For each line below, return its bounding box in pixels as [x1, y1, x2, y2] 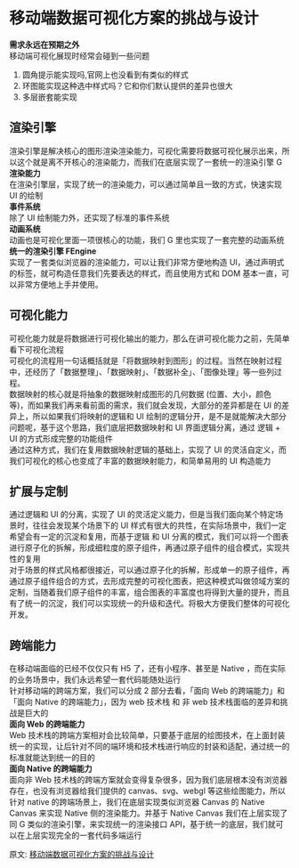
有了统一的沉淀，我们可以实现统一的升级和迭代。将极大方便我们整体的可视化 [9, 598, 290, 609]
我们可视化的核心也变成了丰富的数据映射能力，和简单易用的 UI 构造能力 [9, 455, 271, 466]
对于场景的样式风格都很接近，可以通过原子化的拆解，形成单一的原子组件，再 [9, 564, 290, 575]
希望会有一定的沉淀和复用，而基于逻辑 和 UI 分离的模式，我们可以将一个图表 [9, 531, 289, 542]
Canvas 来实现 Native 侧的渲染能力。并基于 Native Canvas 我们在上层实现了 [9, 807, 288, 819]
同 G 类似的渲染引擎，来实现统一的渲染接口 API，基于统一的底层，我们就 [9, 819, 276, 830]
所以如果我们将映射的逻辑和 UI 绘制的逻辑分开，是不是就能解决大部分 [32, 410, 287, 421]
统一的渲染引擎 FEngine [9, 246, 97, 256]
